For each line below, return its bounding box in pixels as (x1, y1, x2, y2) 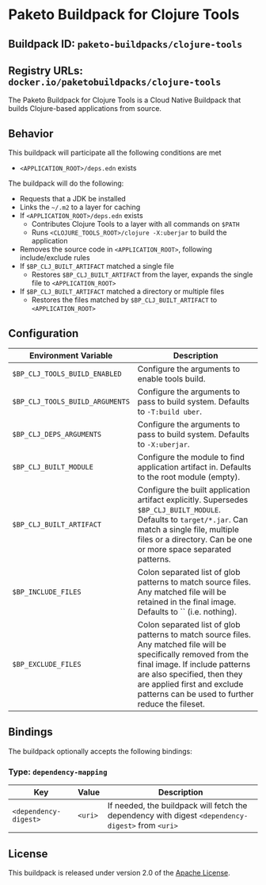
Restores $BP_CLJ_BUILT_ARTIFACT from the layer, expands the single (31, 270, 253, 279)
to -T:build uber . (137, 406, 203, 417)
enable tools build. (137, 374, 206, 385)
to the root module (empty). (137, 472, 240, 483)
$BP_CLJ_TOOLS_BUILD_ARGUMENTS (12, 397, 131, 406)
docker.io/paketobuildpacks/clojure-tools (8, 76, 222, 88)
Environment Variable (28, 351, 113, 362)
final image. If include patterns (137, 659, 251, 670)
